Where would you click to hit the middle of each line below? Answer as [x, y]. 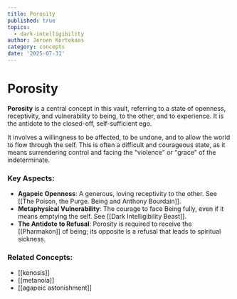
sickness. [32, 239]
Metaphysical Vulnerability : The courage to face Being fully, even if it [121, 209]
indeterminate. [28, 160]
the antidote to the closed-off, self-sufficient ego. [80, 123]
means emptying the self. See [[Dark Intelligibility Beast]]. [102, 217]
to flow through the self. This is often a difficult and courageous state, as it [116, 145]
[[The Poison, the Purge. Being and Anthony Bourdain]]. [99, 201]
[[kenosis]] [33, 273]
